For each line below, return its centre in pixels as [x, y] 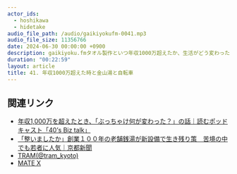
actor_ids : [23, 14]
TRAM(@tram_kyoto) [48, 156]
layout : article [31, 66]
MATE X [29, 163]
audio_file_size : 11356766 [47, 40]
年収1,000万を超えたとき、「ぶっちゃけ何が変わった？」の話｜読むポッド [122, 121]
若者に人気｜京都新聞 [61, 148]
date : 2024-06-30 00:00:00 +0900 [56, 46]
